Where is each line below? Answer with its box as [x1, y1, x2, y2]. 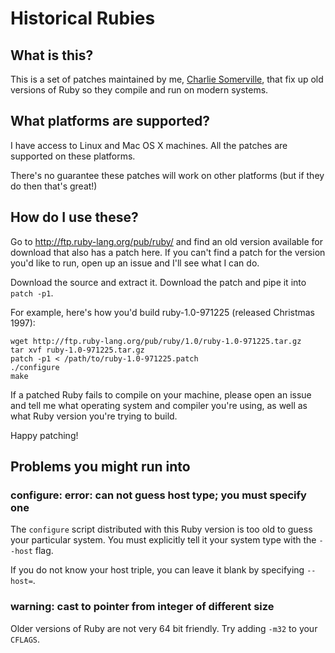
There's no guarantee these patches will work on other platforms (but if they [10, 169, 325, 181]
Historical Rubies [10, 7, 156, 30]
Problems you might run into [10, 458, 191, 476]
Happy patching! [10, 429, 79, 441]
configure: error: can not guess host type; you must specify [10, 488, 307, 502]
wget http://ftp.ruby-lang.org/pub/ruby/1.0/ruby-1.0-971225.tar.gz [10, 336, 302, 346]
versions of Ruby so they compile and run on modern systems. [10, 84, 269, 96]
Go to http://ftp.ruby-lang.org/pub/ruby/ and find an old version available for [10, 235, 323, 247]
